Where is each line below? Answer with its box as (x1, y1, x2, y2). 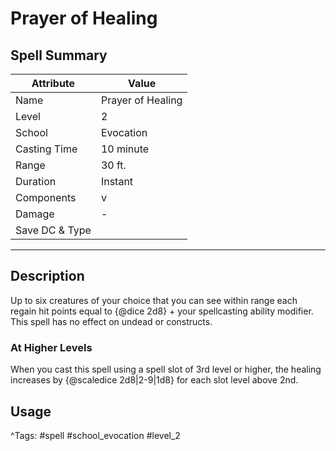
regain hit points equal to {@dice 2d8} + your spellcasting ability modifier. (10, 305, 314, 317)
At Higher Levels (10, 340, 93, 354)
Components (15, 191, 77, 204)
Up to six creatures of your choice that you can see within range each (10, 294, 298, 306)
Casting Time (15, 142, 78, 156)
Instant (100, 175, 134, 188)
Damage (15, 207, 55, 221)
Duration (15, 175, 57, 188)
